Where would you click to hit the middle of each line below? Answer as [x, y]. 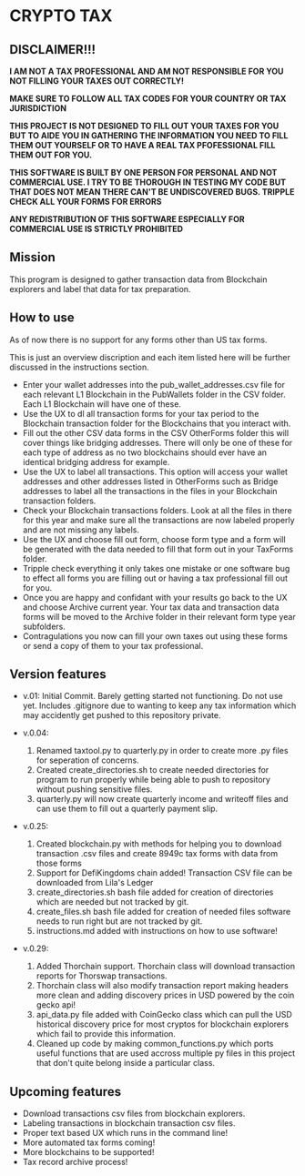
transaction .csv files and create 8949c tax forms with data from [157, 854]
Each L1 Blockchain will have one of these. [102, 404]
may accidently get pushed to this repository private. [122, 715]
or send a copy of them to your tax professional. [113, 645]
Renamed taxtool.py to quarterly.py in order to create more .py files [162, 751]
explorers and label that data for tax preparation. [100, 289]
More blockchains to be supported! [88, 1152]
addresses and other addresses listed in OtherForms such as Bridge [150, 481]
